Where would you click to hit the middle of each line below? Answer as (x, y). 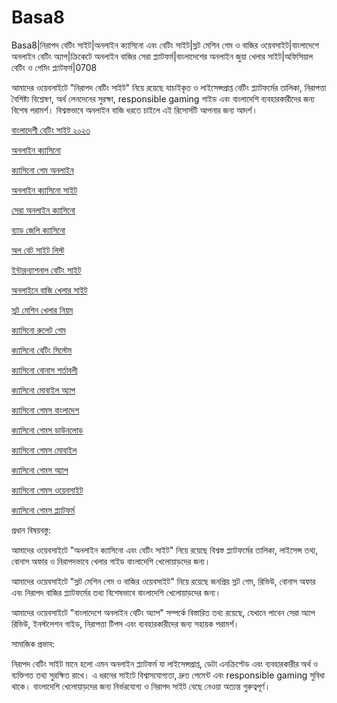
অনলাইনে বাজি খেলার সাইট (49, 290)
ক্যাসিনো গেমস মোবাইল (44, 450)
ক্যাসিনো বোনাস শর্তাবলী (44, 370)
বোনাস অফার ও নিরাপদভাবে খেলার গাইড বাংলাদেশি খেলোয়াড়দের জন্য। (111, 561)
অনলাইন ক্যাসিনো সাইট (44, 190)
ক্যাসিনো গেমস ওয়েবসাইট (47, 490)
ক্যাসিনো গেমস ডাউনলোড (47, 430)
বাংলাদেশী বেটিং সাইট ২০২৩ (51, 130)
